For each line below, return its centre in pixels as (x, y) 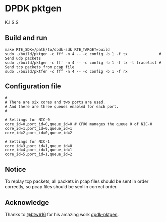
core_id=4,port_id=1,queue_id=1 (39, 150)
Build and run (26, 38)
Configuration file (33, 87)
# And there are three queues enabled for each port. (62, 107)
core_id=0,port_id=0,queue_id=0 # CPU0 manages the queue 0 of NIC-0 (79, 124)
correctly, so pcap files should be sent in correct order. (61, 187)
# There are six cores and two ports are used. (55, 102)
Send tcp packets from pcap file (40, 67)
